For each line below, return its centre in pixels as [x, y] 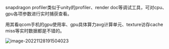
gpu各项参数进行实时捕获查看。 [39, 14]
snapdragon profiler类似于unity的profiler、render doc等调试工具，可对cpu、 [86, 7]
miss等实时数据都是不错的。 [35, 31]
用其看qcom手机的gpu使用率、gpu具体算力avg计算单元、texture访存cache [84, 24]
